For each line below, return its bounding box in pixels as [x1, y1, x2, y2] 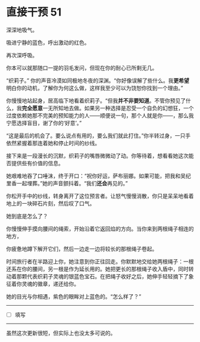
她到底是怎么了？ [6, 212, 48, 219]
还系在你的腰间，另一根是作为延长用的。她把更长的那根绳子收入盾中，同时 [6, 265, 189, 272]
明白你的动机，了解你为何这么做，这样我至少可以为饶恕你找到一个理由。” [6, 84, 183, 91]
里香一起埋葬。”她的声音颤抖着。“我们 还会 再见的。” [6, 179, 128, 186]
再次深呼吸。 [6, 51, 37, 58]
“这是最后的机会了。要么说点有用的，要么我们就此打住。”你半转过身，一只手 [6, 132, 191, 139]
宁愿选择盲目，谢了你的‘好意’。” [6, 119, 82, 126]
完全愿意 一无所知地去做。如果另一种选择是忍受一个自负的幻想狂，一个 [21, 104, 194, 111]
